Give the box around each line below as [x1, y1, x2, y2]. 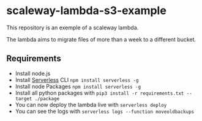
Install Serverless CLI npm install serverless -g [15, 76, 139, 83]
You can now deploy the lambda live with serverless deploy [15, 101, 167, 108]
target [15, 95, 32, 101]
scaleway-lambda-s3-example [6, 4, 166, 18]
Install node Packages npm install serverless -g [15, 82, 141, 90]
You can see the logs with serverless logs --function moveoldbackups [15, 108, 195, 115]
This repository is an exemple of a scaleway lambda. [6, 24, 139, 31]
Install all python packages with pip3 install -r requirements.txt [15, 89, 184, 97]
